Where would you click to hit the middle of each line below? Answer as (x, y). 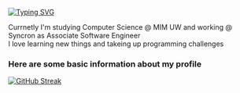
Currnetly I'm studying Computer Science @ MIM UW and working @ (120, 27)
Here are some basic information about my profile (105, 64)
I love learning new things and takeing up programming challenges (116, 44)
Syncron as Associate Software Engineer (74, 36)
